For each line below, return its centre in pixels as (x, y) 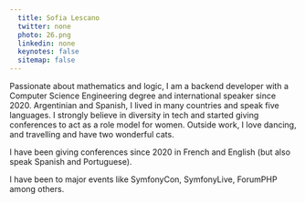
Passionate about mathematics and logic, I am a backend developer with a (149, 86)
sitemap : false (47, 60)
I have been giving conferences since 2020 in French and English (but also (150, 152)
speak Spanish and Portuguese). (71, 162)
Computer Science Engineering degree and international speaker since (143, 96)
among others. (37, 189)
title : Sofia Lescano (59, 18)
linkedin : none (47, 43)
